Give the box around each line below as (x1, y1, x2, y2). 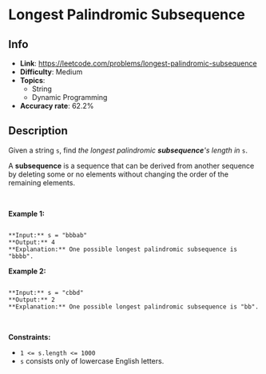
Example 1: (8, 209, 46, 218)
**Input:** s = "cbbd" (8, 288, 84, 296)
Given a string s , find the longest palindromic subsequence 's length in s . (8, 145, 248, 155)
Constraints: (8, 332, 51, 341)
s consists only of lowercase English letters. (19, 356, 165, 365)
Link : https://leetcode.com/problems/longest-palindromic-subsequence (19, 58, 257, 68)
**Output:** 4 (8, 238, 56, 246)
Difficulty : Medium (19, 67, 83, 77)
